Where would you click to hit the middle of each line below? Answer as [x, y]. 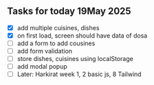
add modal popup [42, 66]
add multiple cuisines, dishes [58, 27]
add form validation [45, 51]
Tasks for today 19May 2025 [69, 11]
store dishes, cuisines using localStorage [75, 59]
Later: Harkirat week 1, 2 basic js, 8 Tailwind [79, 74]
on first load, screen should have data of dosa [82, 35]
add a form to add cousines [56, 43]
